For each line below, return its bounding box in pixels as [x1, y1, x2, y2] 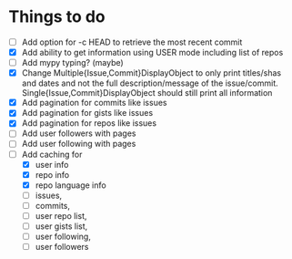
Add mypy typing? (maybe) [21, 57, 124, 68]
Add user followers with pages [21, 128, 136, 139]
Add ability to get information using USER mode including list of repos [21, 47, 284, 57]
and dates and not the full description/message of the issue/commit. [21, 78, 278, 88]
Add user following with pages [21, 139, 136, 150]
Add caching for [21, 149, 83, 160]
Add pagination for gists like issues [21, 108, 154, 119]
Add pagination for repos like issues [21, 118, 156, 129]
